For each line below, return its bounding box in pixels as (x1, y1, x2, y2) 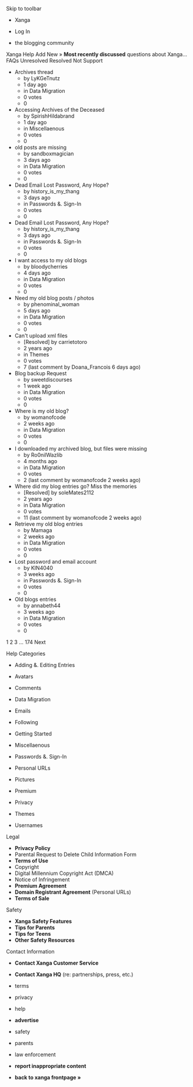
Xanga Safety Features (14, 918, 72, 925)
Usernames (14, 822, 43, 829)
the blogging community (14, 40, 75, 46)
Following (14, 719, 38, 725)
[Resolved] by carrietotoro (23, 339, 87, 345)
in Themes (23, 351, 49, 358)
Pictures (14, 776, 35, 783)
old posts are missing (14, 144, 66, 151)
